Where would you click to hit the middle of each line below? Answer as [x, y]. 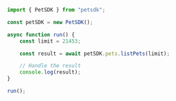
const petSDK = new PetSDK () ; [50, 22]
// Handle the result [50, 66]
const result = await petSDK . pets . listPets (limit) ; [95, 54]
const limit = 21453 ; [50, 41]
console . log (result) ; [50, 72]
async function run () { [41, 34]
